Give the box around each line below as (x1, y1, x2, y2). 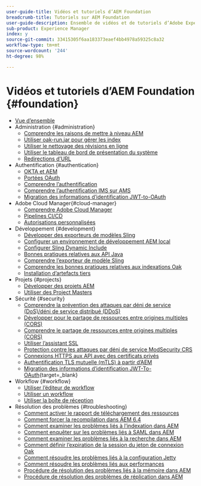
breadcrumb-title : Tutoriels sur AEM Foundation (6, 14, 130, 20)
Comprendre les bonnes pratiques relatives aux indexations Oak (23, 263, 182, 270)
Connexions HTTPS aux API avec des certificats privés (23, 352, 159, 359)
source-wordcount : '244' (6, 48, 68, 54)
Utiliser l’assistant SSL (23, 339, 79, 347)
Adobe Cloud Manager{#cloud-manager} (14, 199, 117, 206)
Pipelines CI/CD (23, 212, 63, 219)
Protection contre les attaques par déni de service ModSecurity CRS (23, 345, 193, 353)
